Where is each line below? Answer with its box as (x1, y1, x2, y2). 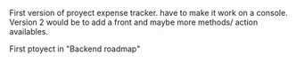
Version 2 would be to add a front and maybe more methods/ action (9, 17, 259, 28)
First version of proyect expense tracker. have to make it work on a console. (9, 8, 288, 18)
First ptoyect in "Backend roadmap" (9, 43, 141, 54)
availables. (9, 27, 49, 36)
